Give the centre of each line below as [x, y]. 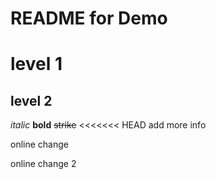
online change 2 [43, 164]
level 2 [31, 100]
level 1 [36, 64]
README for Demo [89, 18]
